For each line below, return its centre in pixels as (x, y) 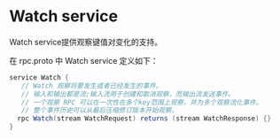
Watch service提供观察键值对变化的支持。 (86, 42)
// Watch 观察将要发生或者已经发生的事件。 (92, 86)
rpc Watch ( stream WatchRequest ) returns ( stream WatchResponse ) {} (144, 119)
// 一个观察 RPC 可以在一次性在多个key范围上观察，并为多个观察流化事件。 (142, 102)
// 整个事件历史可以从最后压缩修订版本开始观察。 (100, 111)
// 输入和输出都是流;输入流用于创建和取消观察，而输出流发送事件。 (128, 94)
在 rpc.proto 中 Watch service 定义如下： (84, 60)
